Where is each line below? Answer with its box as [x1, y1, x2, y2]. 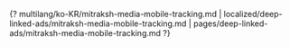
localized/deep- [223, 9, 283, 19]
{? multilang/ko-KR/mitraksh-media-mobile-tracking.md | [9, 9, 222, 19]
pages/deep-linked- [192, 18, 268, 29]
